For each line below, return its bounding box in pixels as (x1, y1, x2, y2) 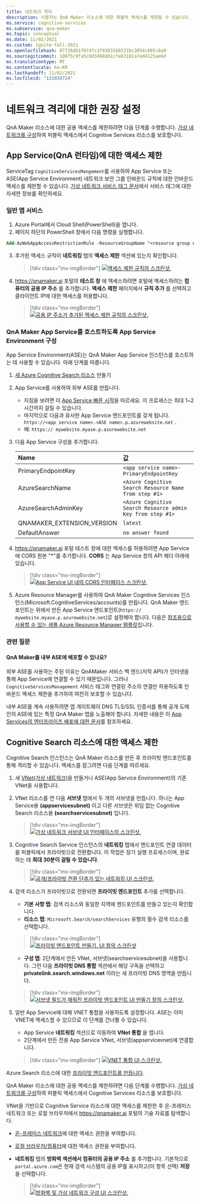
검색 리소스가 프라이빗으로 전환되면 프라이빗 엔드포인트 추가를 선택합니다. (14, 888, 185, 895)
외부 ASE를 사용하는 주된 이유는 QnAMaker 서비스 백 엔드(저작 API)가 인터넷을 (6, 668, 189, 675)
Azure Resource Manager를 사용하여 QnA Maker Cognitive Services (14, 591, 180, 599)
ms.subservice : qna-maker (6, 25, 70, 32)
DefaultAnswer (17, 529, 60, 537)
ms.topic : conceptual (6, 31, 60, 37)
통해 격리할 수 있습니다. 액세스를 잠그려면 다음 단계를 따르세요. (6, 762, 151, 769)
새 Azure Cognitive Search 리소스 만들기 (14, 372, 111, 379)
